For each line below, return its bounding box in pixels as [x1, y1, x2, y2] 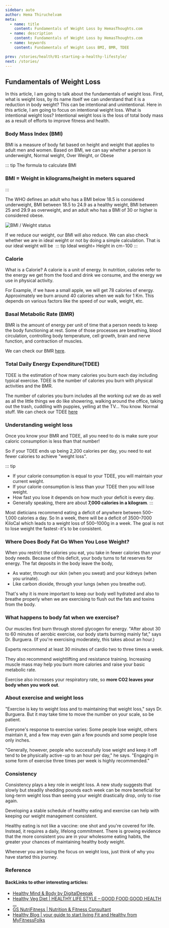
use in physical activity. [5, 277, 54, 283]
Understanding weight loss [5, 421, 73, 428]
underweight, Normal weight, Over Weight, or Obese [5, 153, 114, 159]
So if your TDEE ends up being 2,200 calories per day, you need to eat [5, 448, 152, 454]
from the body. [5, 602, 36, 608]
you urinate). [12, 575, 39, 581]
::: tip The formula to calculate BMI [5, 162, 77, 168]
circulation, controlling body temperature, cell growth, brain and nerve [5, 333, 150, 339]
